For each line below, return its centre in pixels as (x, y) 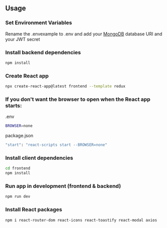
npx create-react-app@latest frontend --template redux (65, 86)
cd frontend (18, 168)
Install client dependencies (39, 158)
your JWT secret (23, 39)
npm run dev (18, 197)
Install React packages (34, 210)
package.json (19, 136)
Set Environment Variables (39, 23)
